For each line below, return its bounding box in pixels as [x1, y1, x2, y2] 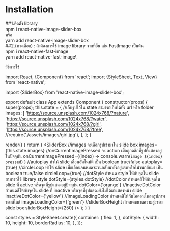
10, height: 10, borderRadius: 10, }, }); [5, 220, 82, 226]
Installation [5, 4, 54, 15]
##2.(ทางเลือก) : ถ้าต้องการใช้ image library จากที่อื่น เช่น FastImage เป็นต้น [5, 42, 144, 49]
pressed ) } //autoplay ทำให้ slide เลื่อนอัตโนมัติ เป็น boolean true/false [5, 159, 141, 165]
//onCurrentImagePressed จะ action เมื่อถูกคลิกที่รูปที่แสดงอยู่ [45, 147, 162, 153]
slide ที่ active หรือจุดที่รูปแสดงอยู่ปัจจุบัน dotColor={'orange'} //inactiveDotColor [5, 182, 161, 188]
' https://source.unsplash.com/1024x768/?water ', [5, 115, 107, 122]
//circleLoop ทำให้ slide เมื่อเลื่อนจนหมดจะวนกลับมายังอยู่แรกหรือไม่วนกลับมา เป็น [18, 164, 163, 170]
